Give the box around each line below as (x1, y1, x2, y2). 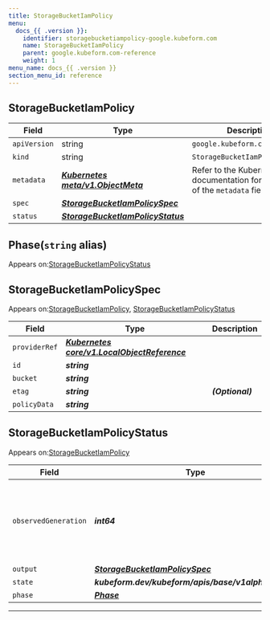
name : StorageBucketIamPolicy (22, 42, 125, 50)
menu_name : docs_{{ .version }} (8, 64, 117, 72)
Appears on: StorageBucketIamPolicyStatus (8, 259, 151, 269)
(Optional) (211, 386, 252, 398)
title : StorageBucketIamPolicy (8, 11, 113, 20)
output (12, 564, 38, 573)
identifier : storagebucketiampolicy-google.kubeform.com (22, 34, 218, 43)
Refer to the (191, 165, 237, 176)
